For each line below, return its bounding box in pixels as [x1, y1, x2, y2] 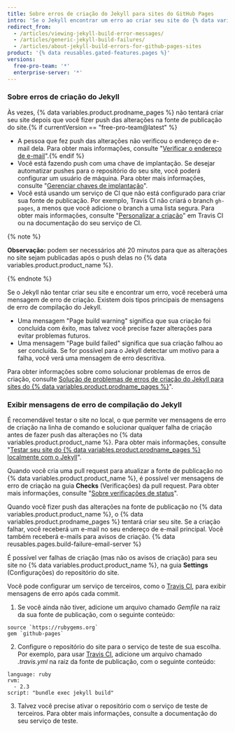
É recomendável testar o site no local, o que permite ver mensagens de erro [7, 415, 226, 425]
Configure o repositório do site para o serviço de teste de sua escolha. [17, 643, 222, 651]
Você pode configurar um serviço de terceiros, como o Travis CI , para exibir [7, 582, 227, 590]
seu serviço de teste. [17, 717, 78, 725]
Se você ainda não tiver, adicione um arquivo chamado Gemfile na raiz [17, 603, 221, 611]
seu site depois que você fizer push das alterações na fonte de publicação [7, 115, 222, 124]
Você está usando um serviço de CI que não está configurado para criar [17, 189, 226, 197]
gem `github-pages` [7, 630, 64, 637]
